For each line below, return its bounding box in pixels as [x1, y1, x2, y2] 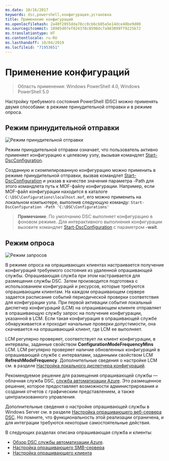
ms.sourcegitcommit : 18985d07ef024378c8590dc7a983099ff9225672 [5, 26, 141, 31]
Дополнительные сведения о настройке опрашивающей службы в [5, 404, 150, 410]
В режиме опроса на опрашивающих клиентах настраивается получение [5, 262, 164, 268]
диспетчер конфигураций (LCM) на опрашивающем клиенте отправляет [5, 305, 161, 311]
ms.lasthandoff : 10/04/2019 [5, 40, 65, 45]
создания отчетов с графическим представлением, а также [5, 388, 135, 394]
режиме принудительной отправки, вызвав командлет [5, 172, 124, 179]
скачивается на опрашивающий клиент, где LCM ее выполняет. [5, 326, 143, 333]
